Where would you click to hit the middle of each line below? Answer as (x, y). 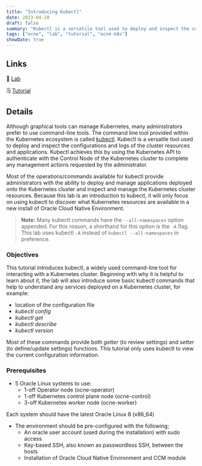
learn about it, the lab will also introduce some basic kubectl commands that (100, 280)
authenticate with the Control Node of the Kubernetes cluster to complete (97, 158)
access (33, 439)
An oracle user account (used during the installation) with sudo (102, 432)
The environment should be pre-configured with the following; (92, 426)
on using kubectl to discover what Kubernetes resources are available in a (98, 201)
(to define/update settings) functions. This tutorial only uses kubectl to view (100, 348)
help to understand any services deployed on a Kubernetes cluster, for (93, 287)
